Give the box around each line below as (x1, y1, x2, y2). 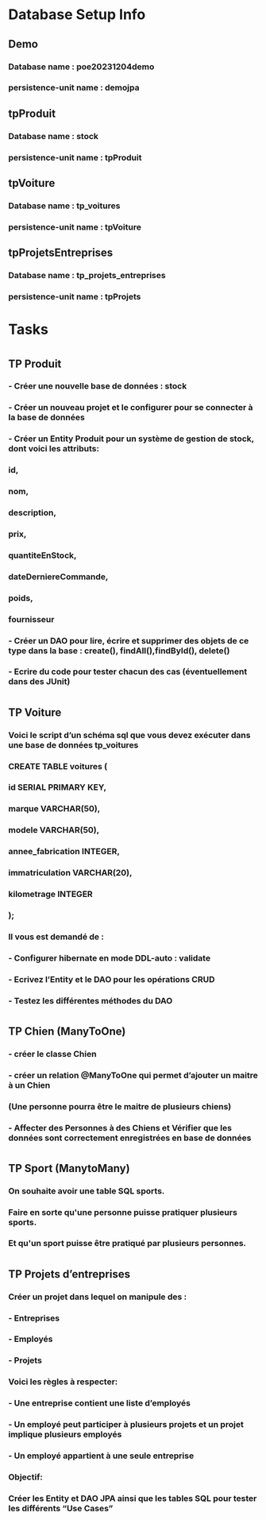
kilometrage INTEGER (8, 888, 93, 899)
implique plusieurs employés (8, 1429, 122, 1440)
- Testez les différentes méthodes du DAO (8, 995, 173, 1006)
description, (8, 507, 57, 518)
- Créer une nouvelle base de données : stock (8, 381, 187, 392)
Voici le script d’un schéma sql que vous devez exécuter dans (8, 729, 251, 741)
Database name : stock (8, 130, 99, 141)
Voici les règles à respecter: (8, 1376, 118, 1387)
